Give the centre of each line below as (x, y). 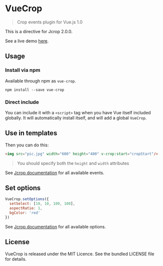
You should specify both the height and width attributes (73, 163)
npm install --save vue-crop (35, 90)
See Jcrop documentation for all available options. (56, 226)
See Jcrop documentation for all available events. (55, 173)
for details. (16, 259)
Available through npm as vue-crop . (41, 81)
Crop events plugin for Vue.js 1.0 (50, 22)
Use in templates (31, 133)
